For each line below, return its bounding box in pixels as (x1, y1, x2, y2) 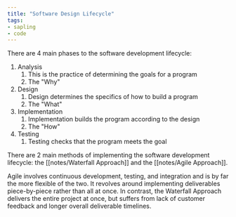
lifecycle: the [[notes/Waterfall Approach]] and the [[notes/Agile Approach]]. (7, 159, 228, 167)
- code (7, 29, 27, 37)
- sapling (7, 23, 37, 30)
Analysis (17, 63, 43, 71)
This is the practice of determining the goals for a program (27, 70, 198, 79)
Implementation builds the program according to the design (27, 115, 200, 124)
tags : (7, 17, 23, 24)
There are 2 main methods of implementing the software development (7, 151, 210, 159)
